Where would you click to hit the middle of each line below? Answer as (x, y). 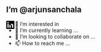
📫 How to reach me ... (42, 43)
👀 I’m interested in (37, 24)
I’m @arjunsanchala (44, 10)
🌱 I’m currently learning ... (46, 30)
